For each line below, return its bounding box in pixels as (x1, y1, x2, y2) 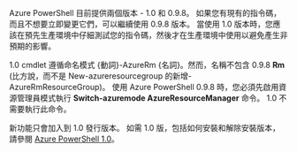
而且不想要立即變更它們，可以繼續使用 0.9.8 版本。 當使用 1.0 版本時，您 (9, 19, 274, 29)
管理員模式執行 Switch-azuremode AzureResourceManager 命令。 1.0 (16, 93, 278, 103)
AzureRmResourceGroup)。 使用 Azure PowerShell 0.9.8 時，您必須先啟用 (9, 82, 279, 92)
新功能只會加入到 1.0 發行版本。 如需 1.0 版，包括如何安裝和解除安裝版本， (9, 123, 281, 133)
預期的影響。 (9, 41, 56, 51)
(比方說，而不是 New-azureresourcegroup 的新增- (9, 71, 193, 81)
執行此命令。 (24, 104, 72, 114)
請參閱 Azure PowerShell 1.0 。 (9, 133, 119, 144)
